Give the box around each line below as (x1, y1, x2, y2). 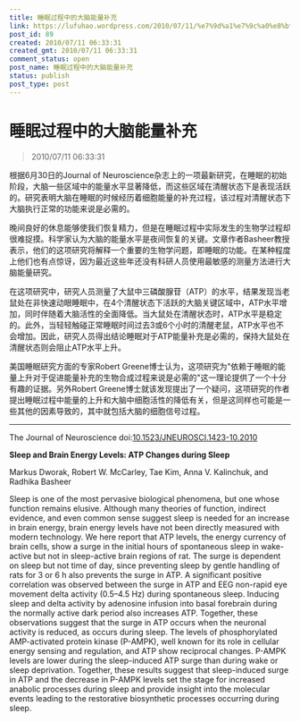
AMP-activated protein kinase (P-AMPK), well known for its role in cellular (9, 636, 279, 647)
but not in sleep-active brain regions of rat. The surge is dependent (33, 550, 281, 561)
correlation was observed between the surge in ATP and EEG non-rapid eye (9, 579, 287, 590)
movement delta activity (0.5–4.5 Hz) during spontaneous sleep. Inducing (9, 588, 279, 599)
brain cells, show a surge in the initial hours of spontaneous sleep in (9, 540, 259, 551)
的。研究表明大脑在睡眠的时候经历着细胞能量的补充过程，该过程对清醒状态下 (9, 191, 291, 202)
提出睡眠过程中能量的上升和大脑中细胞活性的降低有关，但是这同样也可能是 (9, 395, 283, 405)
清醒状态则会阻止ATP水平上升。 (9, 342, 127, 353)
